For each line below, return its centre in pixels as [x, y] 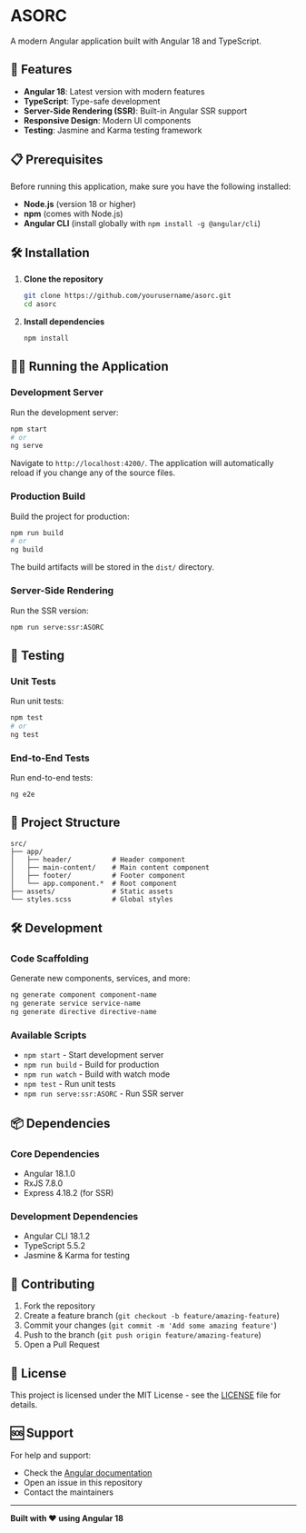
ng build [27, 550]
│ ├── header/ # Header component [98, 860]
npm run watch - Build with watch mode [97, 1074]
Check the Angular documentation [88, 1472]
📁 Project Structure [65, 823]
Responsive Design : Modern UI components [107, 120]
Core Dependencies [55, 1153]
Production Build [48, 496]
